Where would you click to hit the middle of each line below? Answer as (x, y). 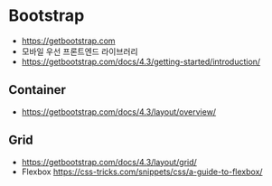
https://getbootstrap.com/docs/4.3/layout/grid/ (109, 162)
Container (38, 90)
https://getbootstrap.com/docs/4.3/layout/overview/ (119, 112)
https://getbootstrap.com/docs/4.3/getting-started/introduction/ (141, 61)
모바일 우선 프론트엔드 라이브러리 (80, 51)
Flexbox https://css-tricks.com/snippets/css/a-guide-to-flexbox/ (142, 172)
